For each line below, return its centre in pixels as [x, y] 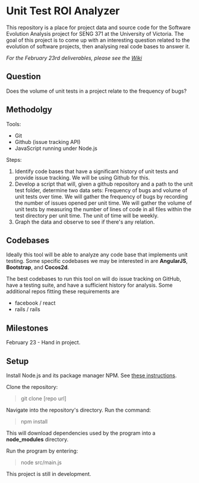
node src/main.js [41, 462]
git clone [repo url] [43, 399]
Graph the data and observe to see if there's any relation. [85, 222]
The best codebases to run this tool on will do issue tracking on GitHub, [94, 279]
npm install [34, 421]
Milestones [27, 328]
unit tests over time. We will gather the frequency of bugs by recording [101, 196]
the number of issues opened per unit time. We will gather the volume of [103, 203]
